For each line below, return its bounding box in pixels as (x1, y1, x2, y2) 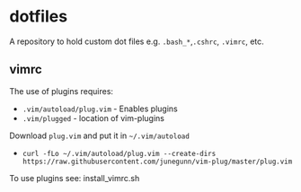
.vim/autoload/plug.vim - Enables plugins (22, 103, 178, 114)
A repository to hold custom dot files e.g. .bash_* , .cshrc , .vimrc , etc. (9, 36, 265, 47)
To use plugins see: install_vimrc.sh (9, 172, 140, 183)
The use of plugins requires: (9, 85, 114, 96)
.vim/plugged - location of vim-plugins (22, 112, 164, 123)
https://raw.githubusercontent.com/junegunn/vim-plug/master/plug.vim (22, 157, 293, 166)
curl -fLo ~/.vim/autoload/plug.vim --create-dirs (22, 149, 217, 158)
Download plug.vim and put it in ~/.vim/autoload (9, 130, 190, 141)
